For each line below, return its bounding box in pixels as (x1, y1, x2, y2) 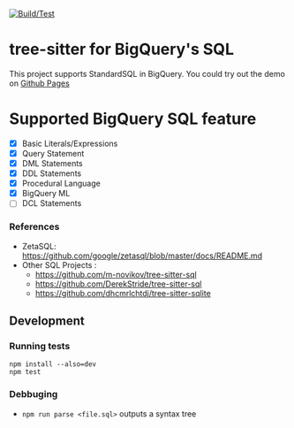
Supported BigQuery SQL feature (9, 109, 257, 129)
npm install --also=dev (9, 360, 97, 369)
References (9, 221, 60, 233)
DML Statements (21, 158, 84, 168)
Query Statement (21, 148, 85, 158)
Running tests (9, 340, 71, 352)
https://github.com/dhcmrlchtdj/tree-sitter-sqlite (34, 287, 212, 298)
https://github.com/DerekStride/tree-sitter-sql (34, 279, 202, 289)
